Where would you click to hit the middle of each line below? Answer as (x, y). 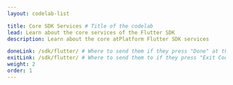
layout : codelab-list (38, 13)
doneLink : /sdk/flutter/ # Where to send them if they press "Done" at (113, 51)
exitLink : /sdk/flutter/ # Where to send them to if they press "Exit (111, 58)
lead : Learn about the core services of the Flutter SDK (91, 32)
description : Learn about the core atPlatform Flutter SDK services (108, 39)
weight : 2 (21, 64)
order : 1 (20, 70)
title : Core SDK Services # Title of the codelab (80, 26)
